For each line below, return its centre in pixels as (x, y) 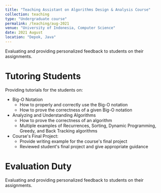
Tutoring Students (43, 76)
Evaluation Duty (38, 166)
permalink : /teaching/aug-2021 (37, 23)
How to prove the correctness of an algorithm (66, 120)
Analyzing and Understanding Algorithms (54, 115)
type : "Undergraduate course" (36, 19)
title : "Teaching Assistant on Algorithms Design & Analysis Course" (78, 10)
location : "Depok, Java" (31, 37)
